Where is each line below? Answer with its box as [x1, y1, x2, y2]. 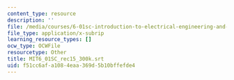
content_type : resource [7, 10, 77, 17]
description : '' [7, 17, 54, 24]
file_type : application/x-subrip [7, 29, 104, 37]
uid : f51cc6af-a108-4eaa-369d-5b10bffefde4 [7, 62, 136, 69]
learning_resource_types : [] [7, 36, 92, 43]
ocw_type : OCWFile [7, 42, 61, 49]
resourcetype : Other [7, 49, 68, 56]
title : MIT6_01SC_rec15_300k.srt [7, 56, 104, 63]
